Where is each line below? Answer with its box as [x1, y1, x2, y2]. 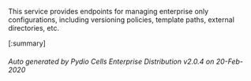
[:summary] [8, 39, 46, 48]
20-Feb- [215, 57, 243, 66]
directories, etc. [8, 24, 59, 32]
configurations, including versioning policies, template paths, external [8, 15, 235, 24]
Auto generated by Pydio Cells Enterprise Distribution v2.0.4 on [8, 57, 215, 66]
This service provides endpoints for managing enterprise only [8, 7, 209, 16]
